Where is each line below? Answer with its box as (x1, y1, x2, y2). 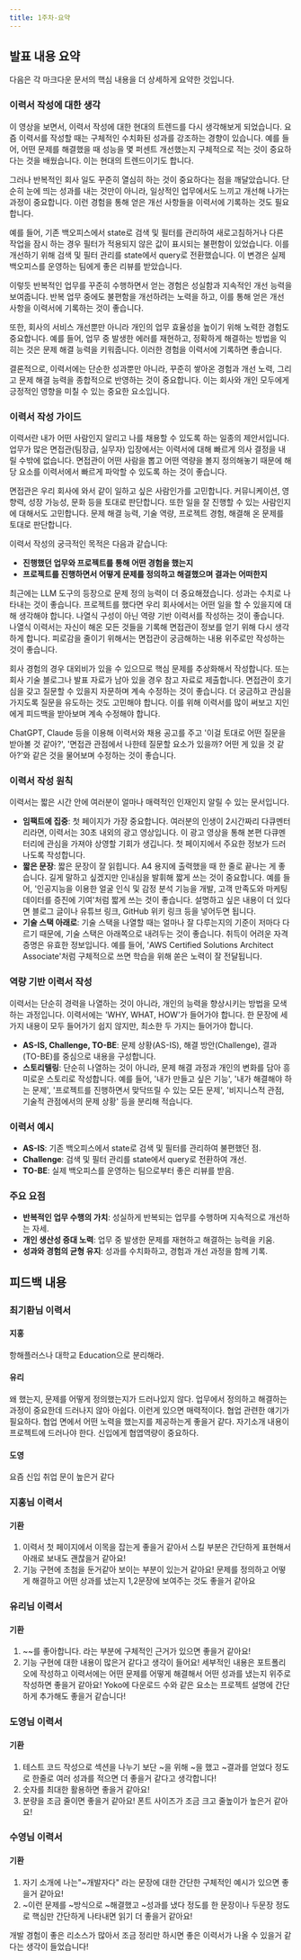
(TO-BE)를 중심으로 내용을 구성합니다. (22, 1051, 156, 1061)
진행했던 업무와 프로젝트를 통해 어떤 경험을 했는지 (22, 557, 194, 568)
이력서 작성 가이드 (9, 411, 83, 423)
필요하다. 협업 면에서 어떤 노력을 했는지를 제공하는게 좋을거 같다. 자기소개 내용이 (9, 1415, 290, 1427)
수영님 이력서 (9, 1831, 63, 1844)
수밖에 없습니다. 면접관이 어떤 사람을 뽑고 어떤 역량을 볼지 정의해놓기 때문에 (18, 456, 283, 466)
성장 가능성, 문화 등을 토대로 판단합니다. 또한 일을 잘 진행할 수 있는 (28, 497, 261, 508)
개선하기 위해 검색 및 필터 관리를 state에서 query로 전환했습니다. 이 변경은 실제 (9, 249, 286, 260)
